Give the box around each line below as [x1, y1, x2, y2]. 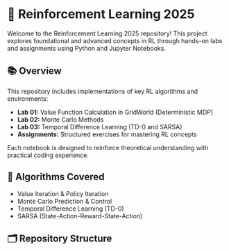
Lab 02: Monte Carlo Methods [17, 115, 104, 124]
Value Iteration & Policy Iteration [17, 189, 109, 197]
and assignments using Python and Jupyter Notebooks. [7, 44, 167, 52]
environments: [7, 94, 49, 103]
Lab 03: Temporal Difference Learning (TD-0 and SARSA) [17, 122, 183, 131]
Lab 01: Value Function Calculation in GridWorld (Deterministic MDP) [17, 108, 214, 116]
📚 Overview [7, 65, 62, 77]
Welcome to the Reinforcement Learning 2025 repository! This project [7, 29, 207, 38]
